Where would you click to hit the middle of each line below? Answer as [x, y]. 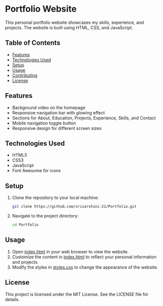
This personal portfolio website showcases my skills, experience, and [75, 22]
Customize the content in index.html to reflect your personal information [84, 257]
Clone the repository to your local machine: [55, 198]
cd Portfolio [25, 225]
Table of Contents [33, 43]
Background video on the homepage [49, 108]
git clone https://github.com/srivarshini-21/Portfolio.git [74, 207]
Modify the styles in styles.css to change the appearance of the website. [85, 267]
